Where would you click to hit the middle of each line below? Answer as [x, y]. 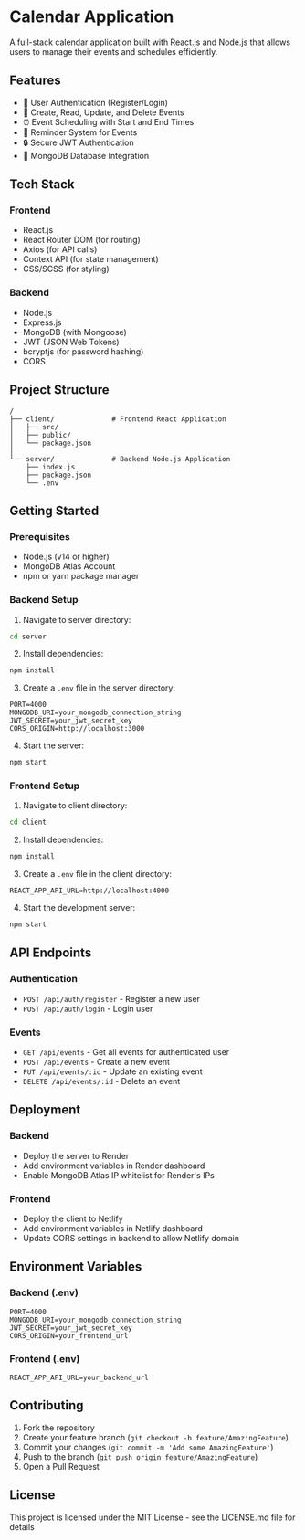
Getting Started [54, 510]
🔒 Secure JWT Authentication [78, 142]
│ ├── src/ [34, 427]
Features [35, 81]
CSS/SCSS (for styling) [66, 269]
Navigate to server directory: [77, 619]
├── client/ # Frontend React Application [118, 419]
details [22, 1526]
